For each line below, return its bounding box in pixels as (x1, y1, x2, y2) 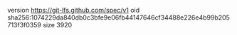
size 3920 (42, 21, 73, 29)
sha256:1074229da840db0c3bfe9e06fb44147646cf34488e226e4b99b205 (7, 13, 230, 22)
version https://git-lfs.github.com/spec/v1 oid (7, 6, 140, 14)
